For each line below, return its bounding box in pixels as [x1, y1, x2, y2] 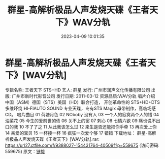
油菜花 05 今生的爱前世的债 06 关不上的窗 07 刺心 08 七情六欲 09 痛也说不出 [5, 118, 161, 124]
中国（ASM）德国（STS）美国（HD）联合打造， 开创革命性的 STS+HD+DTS [5, 99, 160, 105]
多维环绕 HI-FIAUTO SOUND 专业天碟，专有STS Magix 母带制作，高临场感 [5, 105, 156, 111]
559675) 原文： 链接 [5, 148, 45, 154]
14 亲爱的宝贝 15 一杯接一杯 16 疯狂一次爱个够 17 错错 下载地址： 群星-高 [5, 130, 152, 136]
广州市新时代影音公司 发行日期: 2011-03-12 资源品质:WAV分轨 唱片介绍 [11, 93, 155, 99]
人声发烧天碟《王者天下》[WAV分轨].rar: [18, 136, 100, 142]
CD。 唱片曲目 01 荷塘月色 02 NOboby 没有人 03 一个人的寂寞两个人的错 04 [5, 111, 159, 117]
